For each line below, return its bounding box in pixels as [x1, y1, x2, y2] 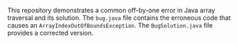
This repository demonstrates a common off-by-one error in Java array [7, 6, 215, 14]
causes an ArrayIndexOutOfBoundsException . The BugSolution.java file [7, 21, 213, 29]
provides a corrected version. [7, 28, 94, 37]
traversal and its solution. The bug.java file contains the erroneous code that [7, 13, 231, 22]
